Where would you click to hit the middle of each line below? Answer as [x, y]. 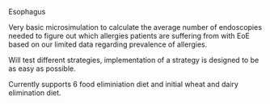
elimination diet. [35, 93]
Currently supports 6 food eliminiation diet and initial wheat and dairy [123, 84]
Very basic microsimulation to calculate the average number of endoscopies [135, 27]
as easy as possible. [42, 69]
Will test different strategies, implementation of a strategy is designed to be [134, 60]
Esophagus [27, 12]
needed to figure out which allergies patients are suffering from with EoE [129, 36]
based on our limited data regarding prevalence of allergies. [108, 44]
